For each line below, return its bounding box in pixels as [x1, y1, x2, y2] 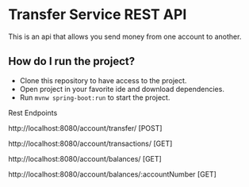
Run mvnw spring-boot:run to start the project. [19, 93, 170, 102]
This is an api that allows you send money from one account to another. [8, 32, 242, 41]
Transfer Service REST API [8, 6, 187, 24]
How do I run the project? [8, 55, 136, 68]
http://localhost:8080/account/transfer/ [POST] [8, 123, 163, 132]
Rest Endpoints [8, 108, 58, 117]
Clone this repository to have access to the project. [19, 75, 187, 85]
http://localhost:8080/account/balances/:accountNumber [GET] [8, 169, 216, 179]
